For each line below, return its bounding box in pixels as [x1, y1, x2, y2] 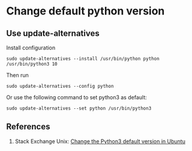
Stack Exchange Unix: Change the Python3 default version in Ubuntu [14, 137, 186, 145]
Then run [6, 72, 29, 79]
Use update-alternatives [6, 28, 100, 39]
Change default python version [6, 4, 165, 18]
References [6, 122, 50, 132]
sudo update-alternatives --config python [6, 83, 114, 89]
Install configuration [6, 44, 56, 51]
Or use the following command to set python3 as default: [6, 94, 147, 100]
